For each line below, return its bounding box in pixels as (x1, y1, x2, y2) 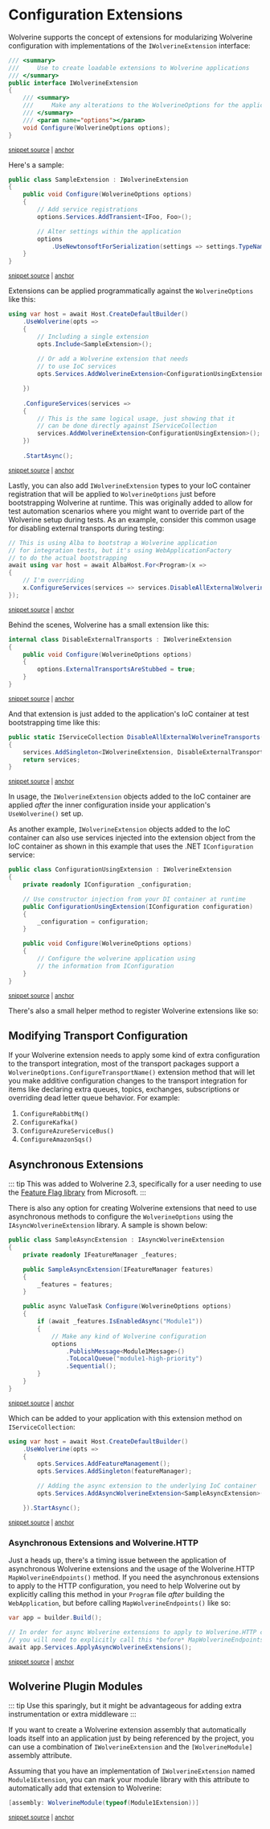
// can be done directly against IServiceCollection (37, 422, 218, 430)
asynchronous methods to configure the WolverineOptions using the (8, 1212, 234, 1221)
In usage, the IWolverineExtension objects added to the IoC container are (8, 791, 252, 802)
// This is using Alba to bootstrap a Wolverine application (8, 539, 218, 547)
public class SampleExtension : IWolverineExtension (8, 175, 189, 184)
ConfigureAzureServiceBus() (19, 1127, 114, 1136)
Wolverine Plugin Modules (8, 1680, 143, 1693)
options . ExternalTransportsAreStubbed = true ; (37, 666, 196, 674)
